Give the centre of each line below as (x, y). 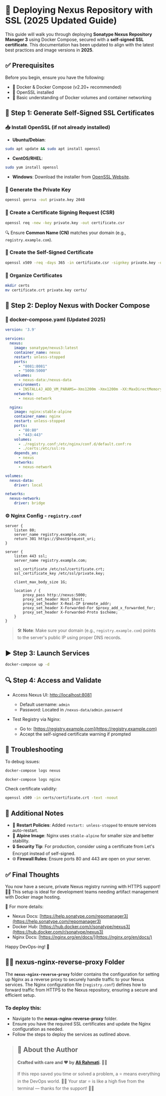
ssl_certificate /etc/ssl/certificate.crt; (60, 569)
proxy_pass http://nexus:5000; (55, 595)
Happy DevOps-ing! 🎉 (27, 946)
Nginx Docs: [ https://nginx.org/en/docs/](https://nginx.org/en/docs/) (82, 937)
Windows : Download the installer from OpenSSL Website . (71, 177)
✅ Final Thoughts (32, 875)
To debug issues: (23, 761)
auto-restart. (25, 830)
